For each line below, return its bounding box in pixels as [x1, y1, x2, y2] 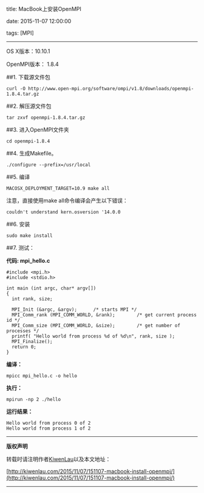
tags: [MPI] [6, 29, 35, 37]
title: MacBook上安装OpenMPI [6, 5, 82, 12]
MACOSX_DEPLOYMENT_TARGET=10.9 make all [6, 185, 110, 191]
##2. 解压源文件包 [6, 102, 52, 110]
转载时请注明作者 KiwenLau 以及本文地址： [6, 456, 111, 463]
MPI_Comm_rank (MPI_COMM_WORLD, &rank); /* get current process [12, 312, 197, 318]
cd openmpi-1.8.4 [6, 138, 50, 144]
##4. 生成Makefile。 [6, 150, 57, 157]
